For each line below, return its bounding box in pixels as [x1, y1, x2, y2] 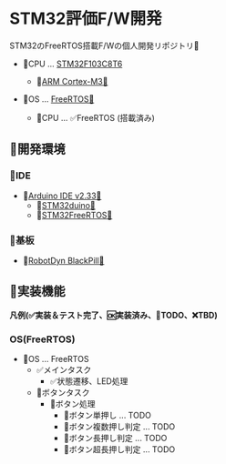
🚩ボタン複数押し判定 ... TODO [63, 421, 176, 432]
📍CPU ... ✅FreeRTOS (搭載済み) [36, 112, 155, 123]
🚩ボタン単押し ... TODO [63, 410, 152, 421]
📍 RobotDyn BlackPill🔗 [22, 255, 105, 266]
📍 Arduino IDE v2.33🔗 [22, 190, 102, 201]
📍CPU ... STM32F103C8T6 [22, 58, 123, 69]
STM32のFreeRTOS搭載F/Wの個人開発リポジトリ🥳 [9, 40, 200, 51]
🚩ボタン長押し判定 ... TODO [63, 433, 168, 444]
